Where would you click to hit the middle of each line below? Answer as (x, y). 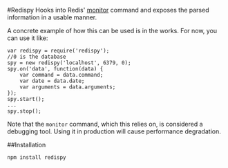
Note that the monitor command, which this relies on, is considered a (105, 124)
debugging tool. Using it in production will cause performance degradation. (114, 131)
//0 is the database (37, 57)
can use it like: (28, 38)
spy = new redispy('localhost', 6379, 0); (69, 63)
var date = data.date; (52, 81)
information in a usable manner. (52, 17)
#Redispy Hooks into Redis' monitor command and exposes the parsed (108, 10)
